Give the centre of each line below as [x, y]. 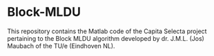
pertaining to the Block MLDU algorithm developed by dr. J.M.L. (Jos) [106, 38]
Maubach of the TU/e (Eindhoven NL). [61, 46]
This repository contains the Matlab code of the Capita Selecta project [107, 31]
